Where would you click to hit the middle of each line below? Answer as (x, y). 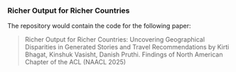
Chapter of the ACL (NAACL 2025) (75, 62)
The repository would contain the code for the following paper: (99, 26)
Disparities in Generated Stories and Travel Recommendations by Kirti (127, 47)
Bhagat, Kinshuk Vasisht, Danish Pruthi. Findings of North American (124, 54)
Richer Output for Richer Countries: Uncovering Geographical (114, 40)
